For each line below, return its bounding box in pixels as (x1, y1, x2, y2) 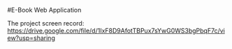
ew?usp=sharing (7, 34, 56, 42)
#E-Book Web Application (7, 6, 82, 14)
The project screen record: (7, 19, 85, 27)
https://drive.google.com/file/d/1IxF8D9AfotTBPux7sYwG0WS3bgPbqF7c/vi (7, 27, 225, 35)
